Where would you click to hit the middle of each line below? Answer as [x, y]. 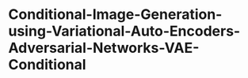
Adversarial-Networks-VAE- [104, 48]
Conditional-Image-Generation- [115, 15]
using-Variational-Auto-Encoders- [124, 31]
